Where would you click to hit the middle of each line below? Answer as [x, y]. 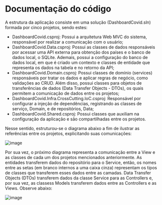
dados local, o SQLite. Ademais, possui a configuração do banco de [80, 57]
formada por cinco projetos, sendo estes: [46, 27]
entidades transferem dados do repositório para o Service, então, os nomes [81, 162]
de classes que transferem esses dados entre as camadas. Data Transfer [78, 173]
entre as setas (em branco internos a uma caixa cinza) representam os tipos [81, 167]
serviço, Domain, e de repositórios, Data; [53, 109]
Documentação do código [58, 9]
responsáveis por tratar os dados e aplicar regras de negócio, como [80, 78]
